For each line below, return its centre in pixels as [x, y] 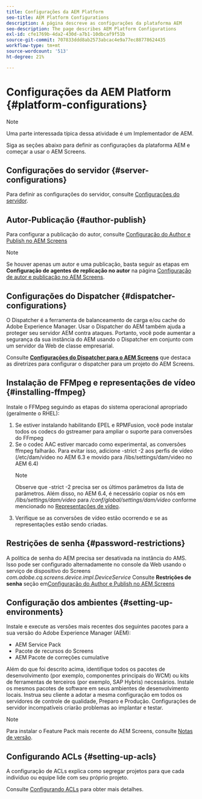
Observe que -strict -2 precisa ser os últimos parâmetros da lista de [99, 487]
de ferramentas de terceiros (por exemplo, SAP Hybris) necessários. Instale [100, 682]
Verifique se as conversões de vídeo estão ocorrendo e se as [91, 518]
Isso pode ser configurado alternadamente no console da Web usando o [96, 564]
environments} [35, 612]
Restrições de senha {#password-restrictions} [96, 544]
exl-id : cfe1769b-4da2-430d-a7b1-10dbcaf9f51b [66, 34]
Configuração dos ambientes [62, 603]
